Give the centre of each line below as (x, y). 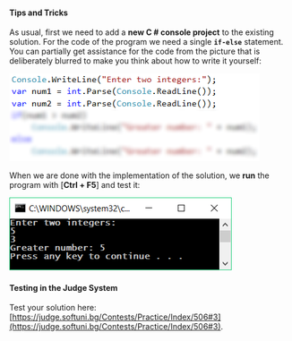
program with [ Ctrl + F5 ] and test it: (75, 185)
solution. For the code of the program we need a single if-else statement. (146, 42)
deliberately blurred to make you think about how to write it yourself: (136, 61)
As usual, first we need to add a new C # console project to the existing (142, 32)
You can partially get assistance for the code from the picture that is (135, 51)
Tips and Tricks (39, 13)
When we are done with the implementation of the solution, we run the (140, 175)
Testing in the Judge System (64, 287)
